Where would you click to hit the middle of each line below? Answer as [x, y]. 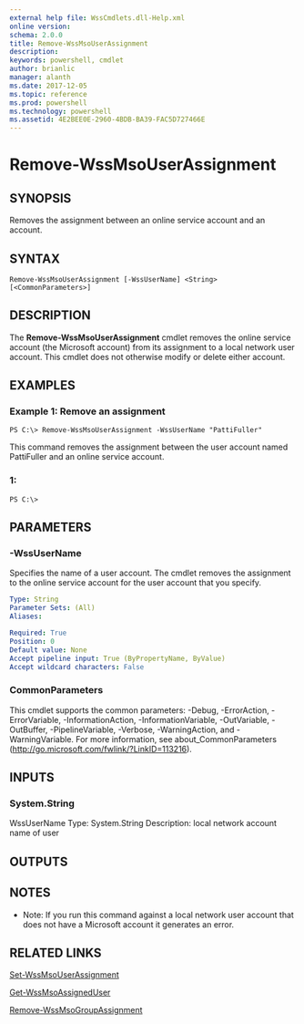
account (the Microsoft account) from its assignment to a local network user [152, 347]
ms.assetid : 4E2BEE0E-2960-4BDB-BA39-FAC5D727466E [107, 119]
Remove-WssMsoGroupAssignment [76, 1010]
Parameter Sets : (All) [52, 608]
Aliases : [26, 616]
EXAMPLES [42, 385]
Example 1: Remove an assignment [87, 411]
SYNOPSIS [41, 198]
